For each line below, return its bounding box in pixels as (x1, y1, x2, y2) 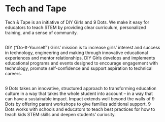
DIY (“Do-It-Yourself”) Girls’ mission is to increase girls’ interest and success (5, 44, 161, 50)
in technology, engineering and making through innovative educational (5, 50, 148, 56)
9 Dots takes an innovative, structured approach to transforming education (5, 85, 157, 91)
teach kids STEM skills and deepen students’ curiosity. (5, 111, 116, 117)
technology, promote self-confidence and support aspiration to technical (5, 65, 153, 71)
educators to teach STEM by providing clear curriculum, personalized (5, 24, 146, 30)
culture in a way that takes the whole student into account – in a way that (5, 91, 153, 96)
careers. (5, 70, 22, 76)
